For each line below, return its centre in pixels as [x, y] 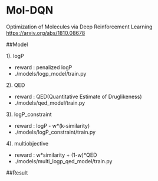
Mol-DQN [30, 10]
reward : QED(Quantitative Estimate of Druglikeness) [78, 96]
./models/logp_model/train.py [50, 73]
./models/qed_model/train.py [50, 103]
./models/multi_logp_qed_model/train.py [63, 161]
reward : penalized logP [43, 67]
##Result [17, 173]
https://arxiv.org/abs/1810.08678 [46, 33]
